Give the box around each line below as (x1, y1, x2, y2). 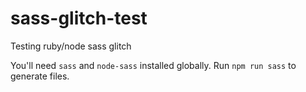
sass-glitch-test (10, 7, 148, 30)
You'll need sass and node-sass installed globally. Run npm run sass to (10, 59, 297, 71)
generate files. (10, 70, 70, 82)
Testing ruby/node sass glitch (10, 40, 132, 52)
